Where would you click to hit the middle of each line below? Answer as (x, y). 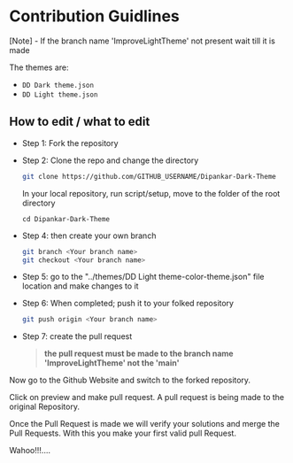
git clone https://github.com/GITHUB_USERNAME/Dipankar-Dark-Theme (149, 176)
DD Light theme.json (60, 95)
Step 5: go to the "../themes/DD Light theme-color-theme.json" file (143, 277)
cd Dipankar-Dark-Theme (66, 219)
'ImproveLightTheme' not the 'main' (112, 363)
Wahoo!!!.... (30, 451)
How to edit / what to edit (80, 122)
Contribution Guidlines (94, 16)
